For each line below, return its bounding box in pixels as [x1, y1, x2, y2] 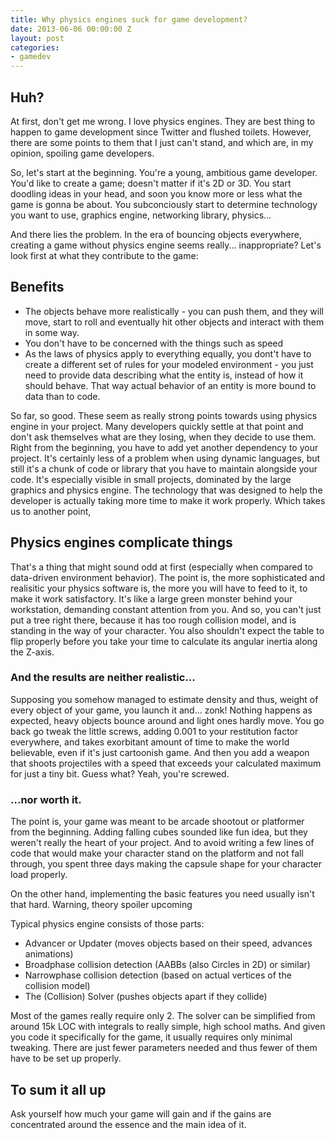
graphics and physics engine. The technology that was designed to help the [10, 484, 323, 496]
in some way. [24, 326, 80, 338]
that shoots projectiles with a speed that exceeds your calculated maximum [10, 757, 322, 769]
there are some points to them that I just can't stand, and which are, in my [10, 136, 314, 148]
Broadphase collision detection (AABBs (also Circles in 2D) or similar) [24, 959, 311, 971]
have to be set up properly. [10, 1052, 122, 1065]
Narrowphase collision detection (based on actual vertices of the [24, 969, 292, 981]
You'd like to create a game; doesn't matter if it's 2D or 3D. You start [10, 177, 292, 189]
